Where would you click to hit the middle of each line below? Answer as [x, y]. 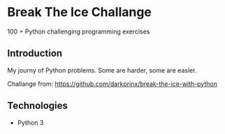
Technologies [38, 106]
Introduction [35, 53]
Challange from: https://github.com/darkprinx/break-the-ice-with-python [112, 84]
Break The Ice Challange [80, 12]
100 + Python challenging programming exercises [79, 31]
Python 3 [30, 122]
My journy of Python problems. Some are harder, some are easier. [102, 70]
